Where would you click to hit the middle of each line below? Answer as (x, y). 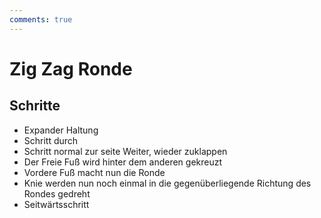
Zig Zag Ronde (71, 68)
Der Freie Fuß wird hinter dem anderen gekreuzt (123, 162)
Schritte (35, 106)
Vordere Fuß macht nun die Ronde (94, 172)
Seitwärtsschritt (56, 204)
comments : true (41, 19)
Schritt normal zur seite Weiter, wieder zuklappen (125, 151)
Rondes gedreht (57, 193)
